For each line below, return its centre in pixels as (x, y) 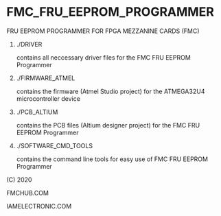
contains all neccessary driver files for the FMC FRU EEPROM (104, 57)
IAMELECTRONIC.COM (39, 206)
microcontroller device (48, 98)
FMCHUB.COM (28, 193)
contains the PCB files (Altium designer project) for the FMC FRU (108, 125)
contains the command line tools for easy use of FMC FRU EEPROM (112, 159)
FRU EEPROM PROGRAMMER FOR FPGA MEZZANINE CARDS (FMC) (103, 31)
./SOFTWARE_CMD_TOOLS (55, 145)
